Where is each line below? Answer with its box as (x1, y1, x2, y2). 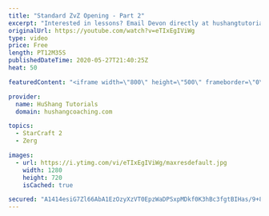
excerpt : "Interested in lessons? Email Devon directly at (8, 19, 210, 27)
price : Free (8, 42, 48, 50)
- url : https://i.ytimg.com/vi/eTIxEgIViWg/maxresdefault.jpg (15, 158, 227, 166)
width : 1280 (22, 166, 62, 174)
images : (8, 151, 34, 159)
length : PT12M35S (8, 49, 66, 57)
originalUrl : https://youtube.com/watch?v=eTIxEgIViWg (8, 26, 195, 34)
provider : (8, 93, 42, 101)
